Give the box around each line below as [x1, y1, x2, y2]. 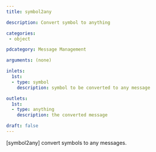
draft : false [6, 123, 39, 129]
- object [8, 36, 31, 42]
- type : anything [11, 107, 55, 113]
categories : [6, 30, 36, 36]
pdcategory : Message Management [6, 46, 86, 52]
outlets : [6, 95, 28, 101]
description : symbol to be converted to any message [17, 85, 151, 91]
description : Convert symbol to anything [6, 19, 111, 26]
